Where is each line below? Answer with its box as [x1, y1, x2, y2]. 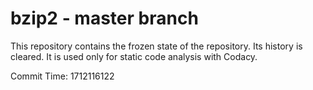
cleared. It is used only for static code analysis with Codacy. [10, 50, 258, 62]
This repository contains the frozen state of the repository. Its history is [10, 40, 303, 52]
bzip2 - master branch [10, 7, 199, 30]
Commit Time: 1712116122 [10, 70, 115, 82]
